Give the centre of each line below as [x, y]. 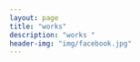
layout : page [34, 18]
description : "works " [52, 35]
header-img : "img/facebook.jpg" [70, 43]
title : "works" [38, 26]
